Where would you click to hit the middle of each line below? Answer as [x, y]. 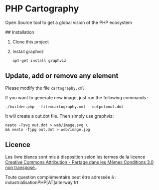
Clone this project [30, 42]
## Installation [20, 32]
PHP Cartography [42, 9]
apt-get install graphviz [39, 60]
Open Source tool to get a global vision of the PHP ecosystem [69, 22]
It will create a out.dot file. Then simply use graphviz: [60, 116]
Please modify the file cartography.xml [45, 88]
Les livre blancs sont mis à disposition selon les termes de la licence [75, 157]
